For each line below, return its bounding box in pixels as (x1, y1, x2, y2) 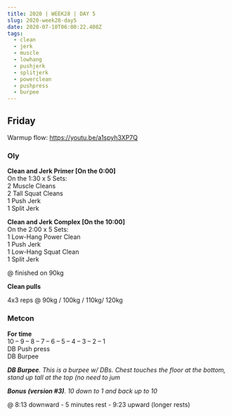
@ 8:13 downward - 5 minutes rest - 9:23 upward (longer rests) (7, 400, 191, 408)
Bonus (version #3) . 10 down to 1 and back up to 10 (7, 386, 158, 395)
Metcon (7, 313, 34, 323)
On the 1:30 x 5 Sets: (7, 174, 67, 183)
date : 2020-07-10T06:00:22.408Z (7, 23, 102, 30)
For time (7, 330, 32, 338)
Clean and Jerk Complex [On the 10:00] (7, 218, 125, 226)
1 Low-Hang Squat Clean (7, 247, 79, 256)
